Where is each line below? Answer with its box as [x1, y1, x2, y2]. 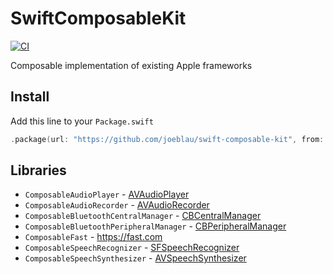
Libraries [10, 162, 67, 179]
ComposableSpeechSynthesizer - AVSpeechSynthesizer [24, 252, 247, 264]
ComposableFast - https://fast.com [24, 231, 163, 243]
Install [10, 88, 50, 106]
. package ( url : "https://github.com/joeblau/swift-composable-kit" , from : [10, 134, 325, 144]
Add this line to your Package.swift [10, 115, 154, 127]
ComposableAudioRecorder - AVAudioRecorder [24, 199, 210, 211]
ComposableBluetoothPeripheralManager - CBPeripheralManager [24, 220, 287, 232]
